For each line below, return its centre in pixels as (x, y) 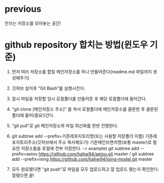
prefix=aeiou (25, 154)
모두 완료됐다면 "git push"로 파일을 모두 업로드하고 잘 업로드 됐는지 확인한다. (85, 169)
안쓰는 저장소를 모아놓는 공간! (33, 23)
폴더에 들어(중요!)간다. (33, 115)
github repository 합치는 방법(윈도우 (76, 45)
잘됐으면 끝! (23, 175)
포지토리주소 (24, 142)
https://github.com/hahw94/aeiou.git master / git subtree (96, 154)
